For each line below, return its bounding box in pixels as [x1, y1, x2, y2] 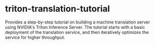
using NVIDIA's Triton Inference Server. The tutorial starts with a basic [5, 24, 145, 30]
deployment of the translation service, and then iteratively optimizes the [5, 29, 149, 35]
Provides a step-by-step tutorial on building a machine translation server [5, 19, 150, 25]
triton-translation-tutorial [5, 3, 110, 14]
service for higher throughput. [5, 34, 66, 40]
